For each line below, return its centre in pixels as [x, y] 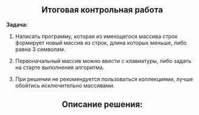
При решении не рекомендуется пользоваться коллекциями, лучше [104, 79]
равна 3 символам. [40, 49]
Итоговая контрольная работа [102, 10]
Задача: [17, 24]
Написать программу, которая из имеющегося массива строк [96, 36]
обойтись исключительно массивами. [65, 85]
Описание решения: [102, 104]
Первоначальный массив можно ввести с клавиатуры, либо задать [103, 61]
